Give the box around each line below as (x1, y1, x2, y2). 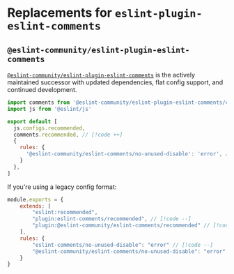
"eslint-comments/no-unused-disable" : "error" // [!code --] (32, 241, 214, 248)
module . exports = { (7, 196, 64, 203)
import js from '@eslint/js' (7, 105, 92, 112)
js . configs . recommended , (13, 124, 86, 132)
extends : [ (19, 202, 52, 210)
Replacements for (7, 5, 113, 21)
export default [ (7, 118, 58, 125)
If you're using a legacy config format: (7, 183, 117, 191)
